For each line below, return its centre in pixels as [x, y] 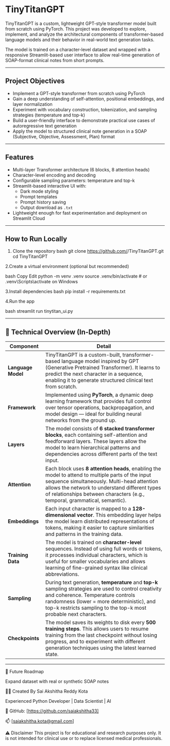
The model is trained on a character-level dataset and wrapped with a [78, 49]
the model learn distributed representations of [100, 521]
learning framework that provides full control [98, 401]
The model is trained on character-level [93, 543]
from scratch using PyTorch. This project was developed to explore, [76, 28]
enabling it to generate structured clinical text [99, 380]
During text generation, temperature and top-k [102, 582]
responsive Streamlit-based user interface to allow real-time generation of [82, 55]
